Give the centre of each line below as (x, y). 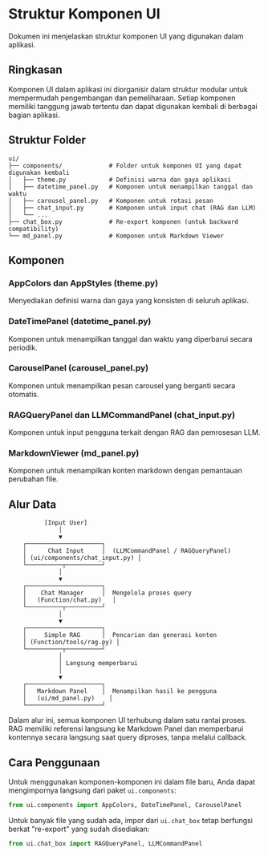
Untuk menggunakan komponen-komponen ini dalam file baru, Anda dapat (132, 782)
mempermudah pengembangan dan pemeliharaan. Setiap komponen (122, 98)
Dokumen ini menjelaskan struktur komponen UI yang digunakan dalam (126, 36)
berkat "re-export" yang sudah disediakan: (79, 829)
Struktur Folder (47, 140)
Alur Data (32, 504)
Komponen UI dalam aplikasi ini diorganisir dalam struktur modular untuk (128, 89)
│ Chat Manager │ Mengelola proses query (108, 593)
